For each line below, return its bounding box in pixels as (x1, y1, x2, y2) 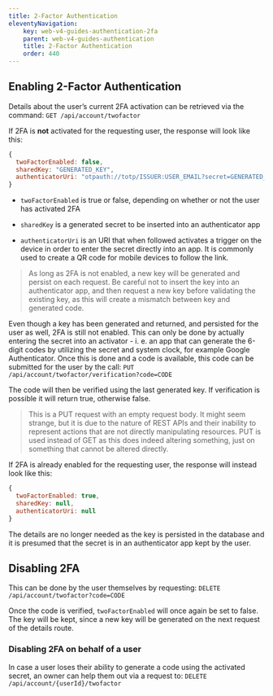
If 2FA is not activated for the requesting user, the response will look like (8, 125, 250, 135)
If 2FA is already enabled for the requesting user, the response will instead (8, 460, 258, 470)
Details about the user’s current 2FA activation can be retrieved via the (8, 101, 245, 111)
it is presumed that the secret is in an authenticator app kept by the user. (8, 538, 252, 548)
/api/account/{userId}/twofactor (8, 679, 122, 688)
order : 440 (23, 50, 60, 58)
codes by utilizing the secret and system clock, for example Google (24, 345, 250, 355)
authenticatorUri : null (15, 506, 96, 515)
